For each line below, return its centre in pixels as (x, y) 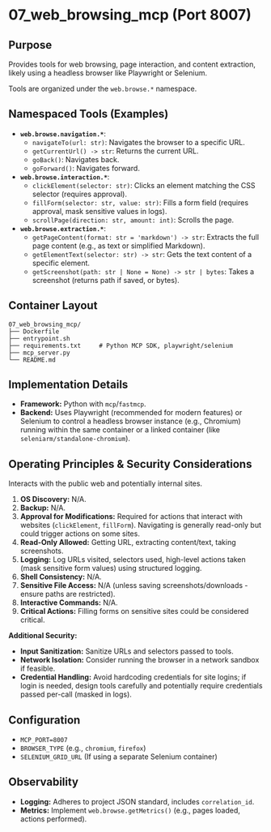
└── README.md (32, 360)
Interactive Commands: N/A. (69, 603)
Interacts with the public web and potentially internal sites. (106, 483)
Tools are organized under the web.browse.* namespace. (103, 88)
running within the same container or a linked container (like (120, 430)
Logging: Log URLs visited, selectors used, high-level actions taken (133, 560)
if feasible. (38, 669)
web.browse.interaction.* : (65, 177)
